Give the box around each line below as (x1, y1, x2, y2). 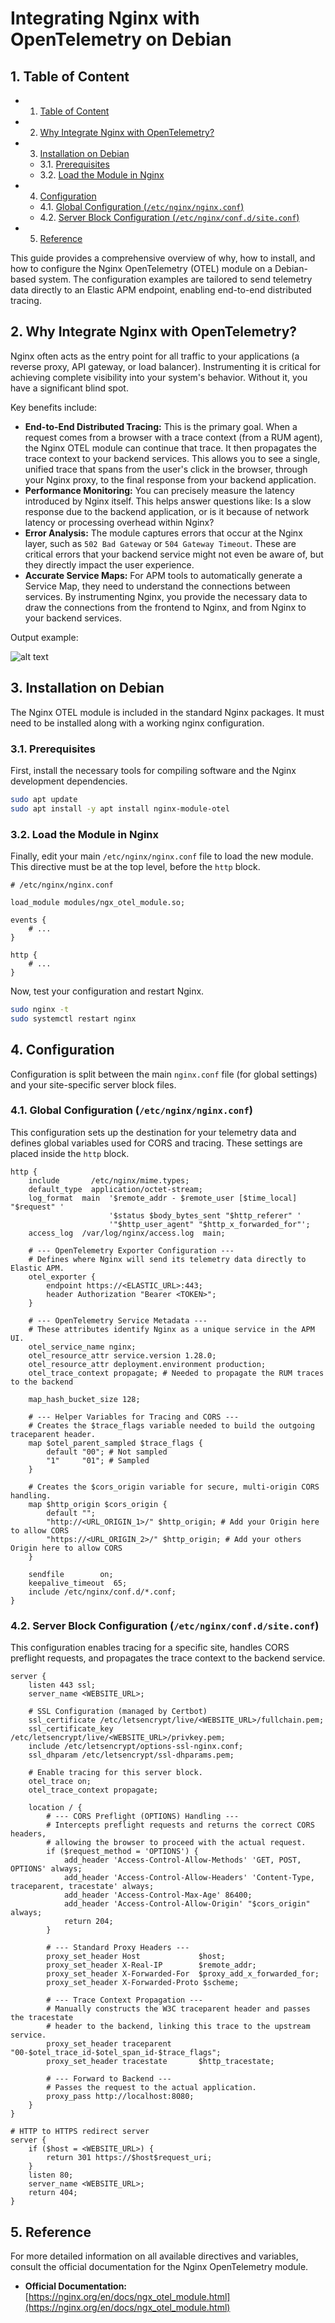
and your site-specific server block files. (10, 1078, 177, 1091)
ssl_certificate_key (28, 1724, 114, 1734)
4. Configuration (10, 1042, 115, 1059)
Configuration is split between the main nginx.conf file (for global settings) (10, 1068, 318, 1080)
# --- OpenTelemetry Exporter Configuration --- (28, 1245, 235, 1256)
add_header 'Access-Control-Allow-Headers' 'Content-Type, (63, 1873, 315, 1883)
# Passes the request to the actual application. (46, 2083, 257, 2093)
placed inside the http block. (10, 1147, 130, 1159)
